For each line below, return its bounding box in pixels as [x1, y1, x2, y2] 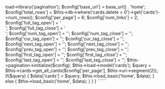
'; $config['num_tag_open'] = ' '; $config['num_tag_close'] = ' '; [5, 30, 133, 36]
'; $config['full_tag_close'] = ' [5, 25, 66, 31]
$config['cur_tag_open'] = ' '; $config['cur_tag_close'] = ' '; [5, 36, 125, 41]
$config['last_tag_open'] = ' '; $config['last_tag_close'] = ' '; [5, 57, 126, 63]
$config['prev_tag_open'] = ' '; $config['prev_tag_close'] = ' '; [5, 46, 129, 52]
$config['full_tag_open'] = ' [5, 20, 61, 25]
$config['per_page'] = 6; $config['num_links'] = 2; [34, 14, 138, 20]
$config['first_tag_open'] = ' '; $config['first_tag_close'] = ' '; [5, 51, 127, 57]
